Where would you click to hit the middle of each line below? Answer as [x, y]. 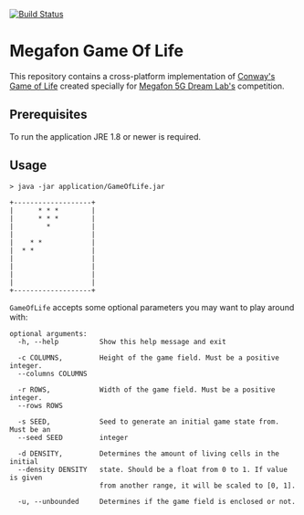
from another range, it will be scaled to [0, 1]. [198, 485]
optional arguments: [49, 333]
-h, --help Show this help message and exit [122, 342]
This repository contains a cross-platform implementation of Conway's [142, 76]
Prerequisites [48, 115]
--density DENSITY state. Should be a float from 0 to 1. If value [152, 469]
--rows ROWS [41, 405]
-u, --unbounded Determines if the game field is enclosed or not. [157, 501]
